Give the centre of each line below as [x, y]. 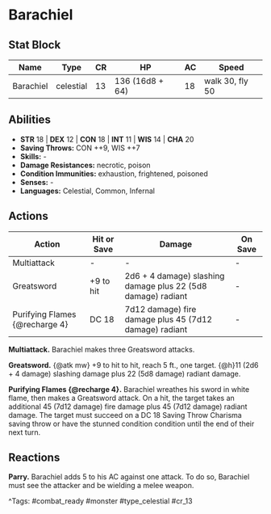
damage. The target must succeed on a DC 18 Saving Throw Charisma [125, 415]
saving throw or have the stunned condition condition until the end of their [131, 423]
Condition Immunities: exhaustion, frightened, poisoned [114, 173]
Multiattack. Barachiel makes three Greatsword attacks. [102, 349]
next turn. [25, 432]
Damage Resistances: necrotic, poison [85, 165]
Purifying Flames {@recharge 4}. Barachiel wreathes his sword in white [129, 389]
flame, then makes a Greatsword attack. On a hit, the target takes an [122, 398]
